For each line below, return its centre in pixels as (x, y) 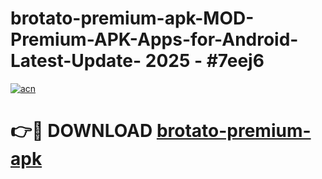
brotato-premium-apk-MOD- (132, 18)
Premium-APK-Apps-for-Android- (154, 39)
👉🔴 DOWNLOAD (81, 131)
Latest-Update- (76, 61)
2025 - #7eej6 (204, 61)
